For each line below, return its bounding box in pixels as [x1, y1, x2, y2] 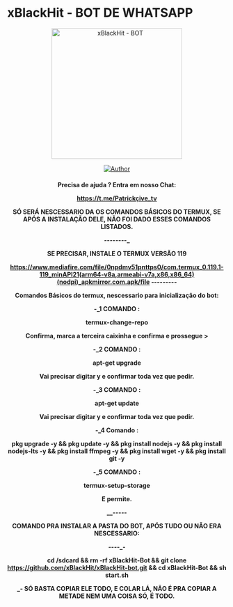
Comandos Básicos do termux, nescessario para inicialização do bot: [15, 291, 219, 299]
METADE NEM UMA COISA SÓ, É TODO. [58, 592, 175, 600]
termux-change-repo [86, 318, 148, 326]
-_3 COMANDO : [93, 385, 141, 394]
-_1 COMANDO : [93, 304, 140, 313]
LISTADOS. [100, 222, 134, 230]
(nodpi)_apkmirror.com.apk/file [56, 277, 150, 286]
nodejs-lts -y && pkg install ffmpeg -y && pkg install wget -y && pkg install [8, 447, 226, 455]
